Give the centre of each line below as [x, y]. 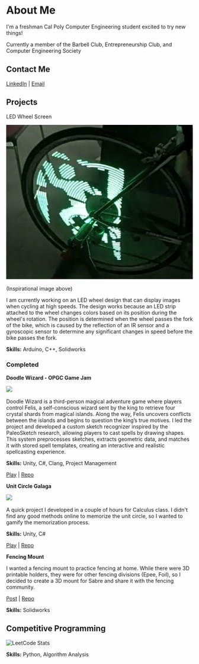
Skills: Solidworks [28, 610]
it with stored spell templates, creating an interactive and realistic [86, 445]
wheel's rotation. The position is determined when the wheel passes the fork [99, 319]
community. [20, 587]
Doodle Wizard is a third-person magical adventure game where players [94, 401]
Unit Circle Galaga [29, 486]
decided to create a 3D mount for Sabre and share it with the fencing [90, 581]
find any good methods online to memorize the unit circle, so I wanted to [94, 516]
